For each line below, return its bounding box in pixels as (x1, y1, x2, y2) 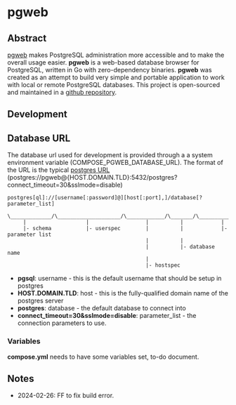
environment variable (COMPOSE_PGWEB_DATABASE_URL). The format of (7, 159, 223, 167)
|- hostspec (145, 262, 181, 269)
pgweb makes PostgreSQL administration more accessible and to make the (7, 51, 225, 59)
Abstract (7, 32, 47, 44)
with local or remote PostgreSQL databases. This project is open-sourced (7, 81, 221, 88)
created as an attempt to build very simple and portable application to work (7, 73, 225, 81)
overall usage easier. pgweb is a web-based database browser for (7, 58, 199, 67)
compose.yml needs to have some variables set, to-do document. (7, 352, 199, 361)
